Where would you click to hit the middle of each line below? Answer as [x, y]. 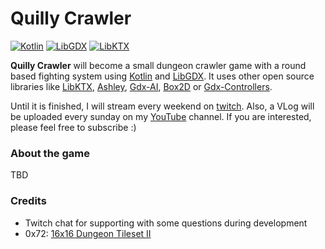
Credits [28, 201]
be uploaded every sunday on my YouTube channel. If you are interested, [161, 116]
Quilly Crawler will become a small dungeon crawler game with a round [158, 65]
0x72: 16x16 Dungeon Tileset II [88, 233]
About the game [50, 153]
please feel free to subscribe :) [73, 127]
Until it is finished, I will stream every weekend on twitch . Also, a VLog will [162, 106]
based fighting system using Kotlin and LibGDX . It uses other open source [162, 76]
